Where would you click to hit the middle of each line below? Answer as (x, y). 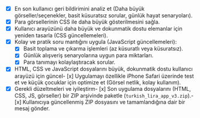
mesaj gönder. (32, 108)
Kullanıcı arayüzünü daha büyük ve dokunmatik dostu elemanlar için (98, 29)
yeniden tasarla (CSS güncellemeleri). (61, 36)
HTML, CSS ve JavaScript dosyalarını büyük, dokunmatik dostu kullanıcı (103, 69)
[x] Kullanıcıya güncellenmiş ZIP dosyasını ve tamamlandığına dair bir (100, 102)
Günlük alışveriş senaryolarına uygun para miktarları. (88, 55)
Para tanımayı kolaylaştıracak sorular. (69, 62)
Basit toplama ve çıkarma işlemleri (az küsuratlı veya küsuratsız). (103, 49)
